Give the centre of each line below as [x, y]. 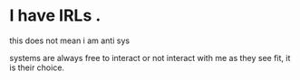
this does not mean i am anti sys [69, 40]
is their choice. [37, 67]
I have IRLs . [55, 16]
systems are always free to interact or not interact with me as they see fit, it [150, 58]
